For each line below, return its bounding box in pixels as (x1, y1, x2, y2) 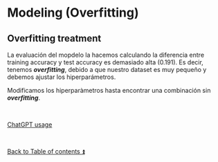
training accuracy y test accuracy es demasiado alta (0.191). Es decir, (7, 58, 204, 66)
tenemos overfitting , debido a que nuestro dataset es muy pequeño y (7, 66, 207, 73)
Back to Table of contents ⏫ (7, 147, 85, 155)
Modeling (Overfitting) (7, 5, 139, 21)
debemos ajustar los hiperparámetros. (7, 73, 116, 81)
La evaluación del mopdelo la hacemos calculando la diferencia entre (7, 51, 205, 59)
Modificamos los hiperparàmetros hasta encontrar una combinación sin (7, 87, 211, 94)
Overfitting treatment (7, 33, 102, 44)
